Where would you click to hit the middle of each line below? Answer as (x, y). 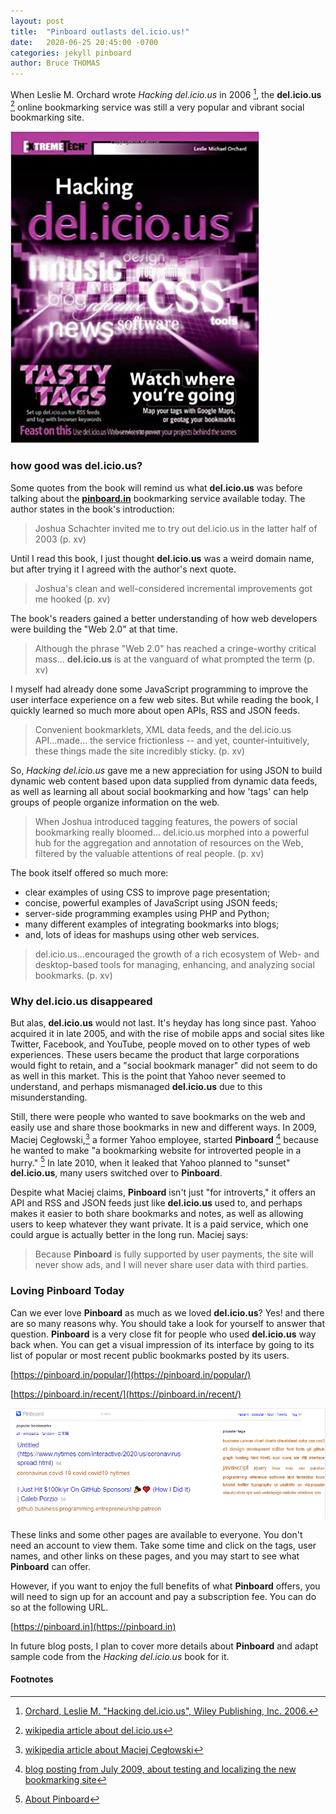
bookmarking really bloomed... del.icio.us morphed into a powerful (172, 832)
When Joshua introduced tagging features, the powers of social (166, 821)
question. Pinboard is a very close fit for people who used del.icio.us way (163, 1334)
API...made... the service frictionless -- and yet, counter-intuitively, (172, 740)
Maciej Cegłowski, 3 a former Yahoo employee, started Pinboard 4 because (164, 1138)
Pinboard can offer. (50, 1566)
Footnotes (32, 1679)
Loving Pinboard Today (67, 1291)
